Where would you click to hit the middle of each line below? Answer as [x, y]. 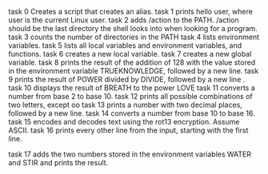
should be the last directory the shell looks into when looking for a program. [133, 28]
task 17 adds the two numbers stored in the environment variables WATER [130, 154]
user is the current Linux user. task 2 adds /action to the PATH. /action [124, 20]
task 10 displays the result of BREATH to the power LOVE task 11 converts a [132, 88]
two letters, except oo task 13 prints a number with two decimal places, [125, 105]
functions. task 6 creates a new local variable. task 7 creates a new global [130, 54]
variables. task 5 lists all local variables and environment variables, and [125, 45]
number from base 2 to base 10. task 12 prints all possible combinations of [131, 96]
